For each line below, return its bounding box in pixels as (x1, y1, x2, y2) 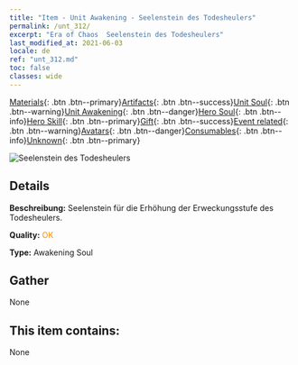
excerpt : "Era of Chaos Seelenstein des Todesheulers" (9, 30, 224, 39)
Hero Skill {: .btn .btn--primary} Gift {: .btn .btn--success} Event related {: (26, 115, 289, 126)
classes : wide (9, 72, 63, 81)
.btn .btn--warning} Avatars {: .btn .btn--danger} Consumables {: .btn (9, 125, 259, 136)
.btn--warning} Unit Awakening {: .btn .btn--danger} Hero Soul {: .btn (9, 105, 258, 117)
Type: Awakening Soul (9, 247, 93, 258)
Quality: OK (9, 229, 54, 240)
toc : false (9, 64, 51, 73)
